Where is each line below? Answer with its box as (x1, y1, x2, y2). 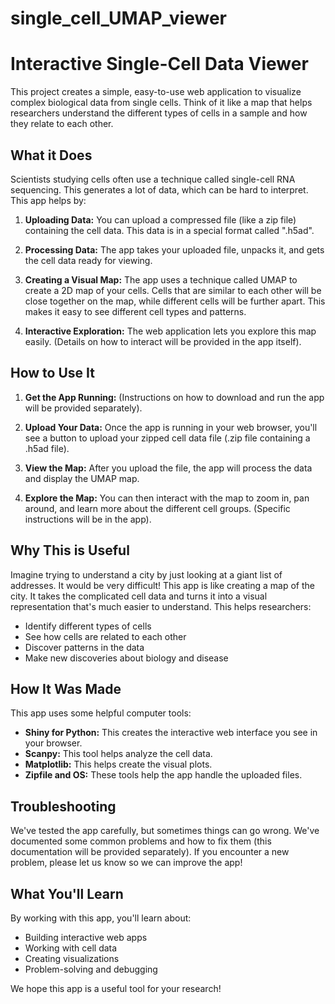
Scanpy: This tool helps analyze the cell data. (24, 748, 213, 760)
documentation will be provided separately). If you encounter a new (10, 846, 290, 858)
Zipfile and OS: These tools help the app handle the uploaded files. (24, 769, 303, 781)
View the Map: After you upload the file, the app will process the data (24, 462, 313, 474)
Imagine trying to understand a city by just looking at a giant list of (10, 568, 283, 581)
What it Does (10, 147, 93, 164)
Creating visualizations (24, 953, 120, 964)
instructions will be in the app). (24, 513, 152, 525)
